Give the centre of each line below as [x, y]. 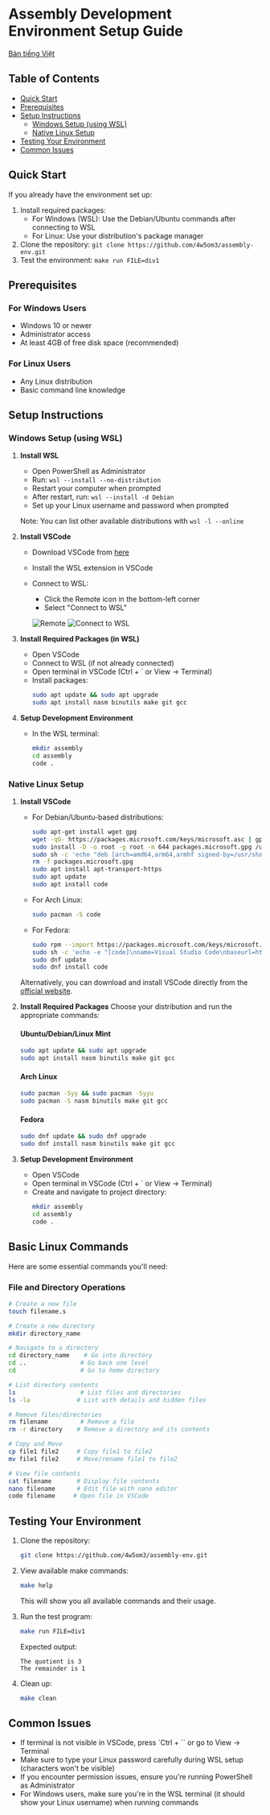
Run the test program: [56, 1616]
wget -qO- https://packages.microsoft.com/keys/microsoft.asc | [142, 839]
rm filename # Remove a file [72, 1422]
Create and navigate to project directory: [99, 1192]
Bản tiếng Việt [31, 53]
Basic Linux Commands [68, 1247]
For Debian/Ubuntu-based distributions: [98, 817]
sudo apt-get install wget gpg [84, 832]
